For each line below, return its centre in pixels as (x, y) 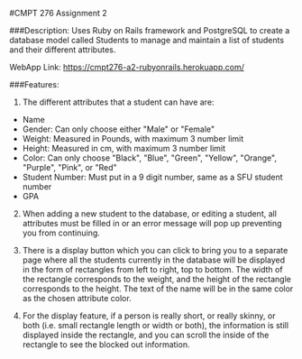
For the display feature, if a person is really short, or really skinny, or (149, 316)
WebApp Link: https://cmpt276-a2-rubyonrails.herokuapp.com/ (127, 67)
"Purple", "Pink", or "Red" (69, 167)
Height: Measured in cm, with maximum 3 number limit (124, 148)
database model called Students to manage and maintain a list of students (147, 40)
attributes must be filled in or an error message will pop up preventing (152, 223)
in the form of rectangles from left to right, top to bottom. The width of (152, 269)
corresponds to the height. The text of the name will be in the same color (158, 289)
